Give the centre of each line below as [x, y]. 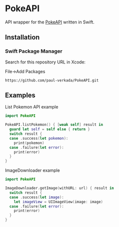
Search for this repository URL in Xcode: [45, 62]
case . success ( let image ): [37, 197]
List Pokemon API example [32, 107]
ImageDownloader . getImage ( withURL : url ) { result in [59, 188]
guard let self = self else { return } [50, 129]
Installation [22, 37]
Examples [20, 95]
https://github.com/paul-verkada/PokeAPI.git [52, 80]
